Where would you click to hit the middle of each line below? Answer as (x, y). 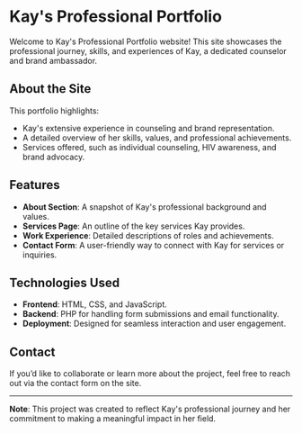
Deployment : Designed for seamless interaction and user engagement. (154, 324)
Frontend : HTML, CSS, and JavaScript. (95, 304)
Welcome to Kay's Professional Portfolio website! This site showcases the (146, 41)
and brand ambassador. (53, 60)
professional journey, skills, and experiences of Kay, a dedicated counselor (148, 50)
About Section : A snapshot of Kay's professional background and (144, 207)
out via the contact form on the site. (75, 383)
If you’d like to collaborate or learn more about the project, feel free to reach (150, 374)
